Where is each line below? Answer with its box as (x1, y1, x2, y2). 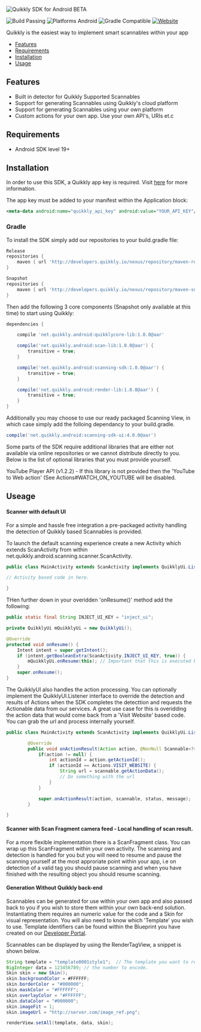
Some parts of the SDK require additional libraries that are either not (6, 443, 174, 450)
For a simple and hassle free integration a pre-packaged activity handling (6, 521, 187, 528)
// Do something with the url (59, 774, 135, 780)
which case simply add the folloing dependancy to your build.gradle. (6, 421, 175, 428)
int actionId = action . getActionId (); (48, 757, 146, 763)
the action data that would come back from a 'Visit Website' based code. (6, 711, 185, 719)
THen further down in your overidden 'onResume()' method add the (6, 596, 173, 603)
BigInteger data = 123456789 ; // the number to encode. (6, 964, 148, 971)
